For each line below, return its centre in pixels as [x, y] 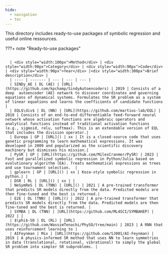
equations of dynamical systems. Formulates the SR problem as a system [83, 98]
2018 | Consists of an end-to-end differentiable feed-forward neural [81, 115]
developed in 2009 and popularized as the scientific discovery [74, 146]
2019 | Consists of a [138, 89]
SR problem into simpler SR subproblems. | [52, 247]
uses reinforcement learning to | [41, 229]
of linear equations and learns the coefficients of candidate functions [84, 102]
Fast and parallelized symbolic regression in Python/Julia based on [80, 159]
